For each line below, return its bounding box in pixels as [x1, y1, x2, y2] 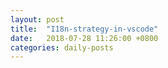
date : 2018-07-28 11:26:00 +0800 [10, 33, 159, 43]
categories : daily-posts [10, 42, 114, 53]
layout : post [10, 14, 65, 25]
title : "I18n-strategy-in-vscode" [10, 24, 159, 34]
